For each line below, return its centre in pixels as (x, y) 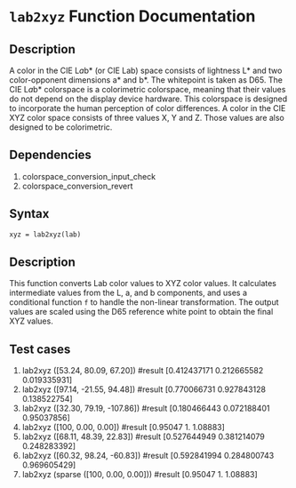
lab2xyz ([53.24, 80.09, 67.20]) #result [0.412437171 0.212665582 (143, 371)
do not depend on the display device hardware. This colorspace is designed (148, 99)
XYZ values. (31, 321)
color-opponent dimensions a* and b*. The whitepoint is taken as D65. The (146, 80)
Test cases (40, 349)
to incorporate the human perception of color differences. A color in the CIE (148, 108)
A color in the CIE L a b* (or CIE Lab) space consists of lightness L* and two (146, 70)
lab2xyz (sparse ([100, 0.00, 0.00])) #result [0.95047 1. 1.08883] (140, 475)
